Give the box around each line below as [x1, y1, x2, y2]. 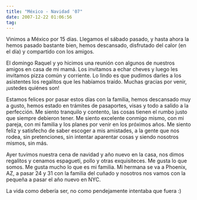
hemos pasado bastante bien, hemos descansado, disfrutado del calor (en [6, 42, 186, 49]
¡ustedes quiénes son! [6, 85, 60, 92]
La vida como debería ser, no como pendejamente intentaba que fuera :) [6, 188, 182, 195]
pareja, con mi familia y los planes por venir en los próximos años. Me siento [6, 121, 191, 128]
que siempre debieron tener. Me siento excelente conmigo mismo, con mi [6, 115, 184, 122]
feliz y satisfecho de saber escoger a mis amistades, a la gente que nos [6, 127, 179, 134]
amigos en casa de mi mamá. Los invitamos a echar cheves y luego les [6, 66, 178, 73]
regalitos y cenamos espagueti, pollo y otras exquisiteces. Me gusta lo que [6, 157, 187, 165]
